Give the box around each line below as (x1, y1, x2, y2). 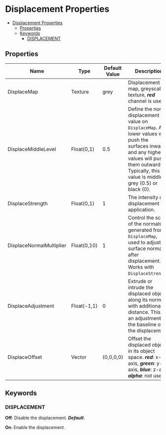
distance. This (127, 309, 161, 316)
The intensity (127, 194, 159, 200)
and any (127, 149, 147, 156)
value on (127, 118, 148, 124)
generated (127, 226, 152, 233)
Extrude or (127, 277, 153, 284)
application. (127, 206, 155, 213)
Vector (71, 354, 87, 360)
